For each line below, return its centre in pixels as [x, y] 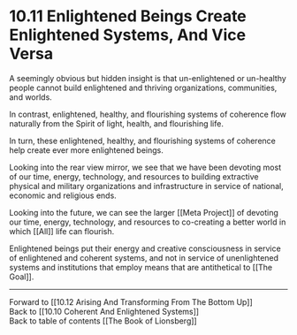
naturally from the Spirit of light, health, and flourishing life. [116, 123]
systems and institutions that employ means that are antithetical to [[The [141, 267]
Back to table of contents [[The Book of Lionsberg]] [103, 321]
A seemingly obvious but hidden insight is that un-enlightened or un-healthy [148, 78]
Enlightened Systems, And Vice [127, 35]
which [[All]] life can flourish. [62, 231]
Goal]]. [22, 277]
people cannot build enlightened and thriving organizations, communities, [143, 88]
